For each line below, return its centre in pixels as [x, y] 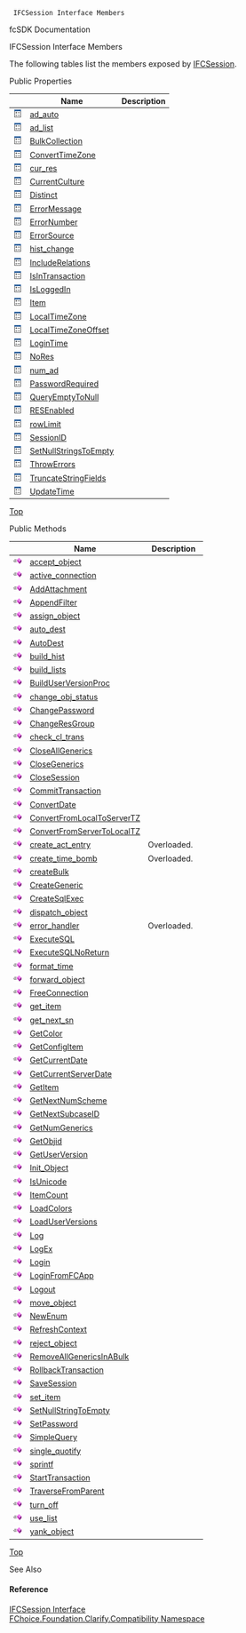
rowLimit [46, 424]
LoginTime [49, 343]
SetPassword [54, 1424]
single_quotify [56, 1451]
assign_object [55, 616]
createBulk [49, 872]
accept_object [56, 562]
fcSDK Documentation [50, 29]
